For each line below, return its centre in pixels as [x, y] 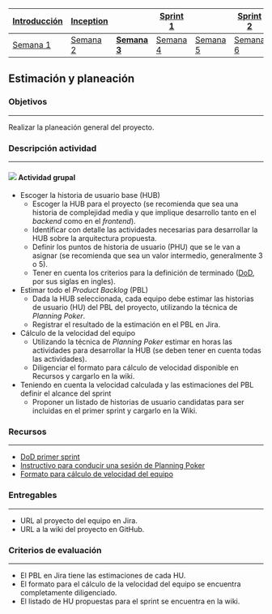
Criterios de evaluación [55, 550]
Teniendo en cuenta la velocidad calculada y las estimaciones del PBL [137, 385]
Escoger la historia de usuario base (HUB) [90, 195]
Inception [89, 21]
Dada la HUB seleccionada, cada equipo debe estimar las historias [143, 298]
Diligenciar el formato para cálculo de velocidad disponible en [135, 367]
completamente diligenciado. [68, 593]
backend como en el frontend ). [84, 221]
